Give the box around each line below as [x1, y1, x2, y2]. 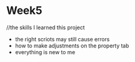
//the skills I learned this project [6, 24, 85, 31]
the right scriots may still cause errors [15, 35, 110, 43]
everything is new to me [15, 48, 76, 55]
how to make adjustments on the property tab [15, 42, 130, 49]
